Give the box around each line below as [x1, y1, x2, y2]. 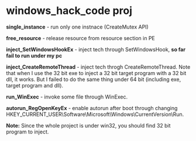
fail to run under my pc [6, 52, 63, 59]
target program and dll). [6, 82, 63, 89]
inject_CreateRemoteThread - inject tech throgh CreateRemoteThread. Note [6, 63, 191, 70]
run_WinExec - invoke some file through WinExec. [6, 93, 128, 100]
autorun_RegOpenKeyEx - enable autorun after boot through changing [6, 104, 178, 111]
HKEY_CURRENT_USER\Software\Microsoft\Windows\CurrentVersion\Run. [6, 111, 184, 118]
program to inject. [6, 128, 49, 135]
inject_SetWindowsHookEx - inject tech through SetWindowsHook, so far [6, 45, 186, 53]
